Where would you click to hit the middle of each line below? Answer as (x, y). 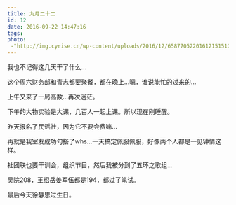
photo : (17, 40)
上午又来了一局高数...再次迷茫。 (53, 97)
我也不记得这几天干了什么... (47, 67)
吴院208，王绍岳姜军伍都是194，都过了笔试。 (74, 180)
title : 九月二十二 (32, 14)
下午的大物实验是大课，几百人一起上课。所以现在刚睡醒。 (90, 112)
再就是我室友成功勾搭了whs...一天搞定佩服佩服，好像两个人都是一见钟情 (111, 141)
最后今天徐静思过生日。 (41, 195)
